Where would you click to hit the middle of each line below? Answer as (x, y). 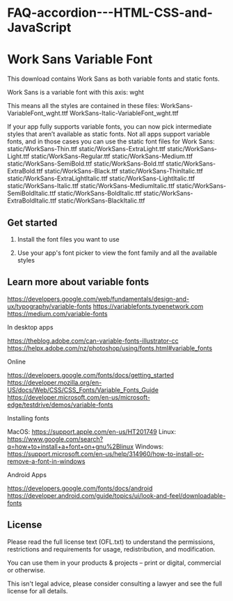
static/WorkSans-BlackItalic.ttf (102, 201)
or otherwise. (26, 570)
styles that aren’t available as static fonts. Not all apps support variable (109, 134)
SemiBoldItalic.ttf (32, 194)
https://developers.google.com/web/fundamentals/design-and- (98, 299)
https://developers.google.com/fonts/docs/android (80, 488)
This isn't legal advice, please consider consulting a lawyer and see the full (115, 584)
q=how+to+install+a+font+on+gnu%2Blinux (71, 446)
